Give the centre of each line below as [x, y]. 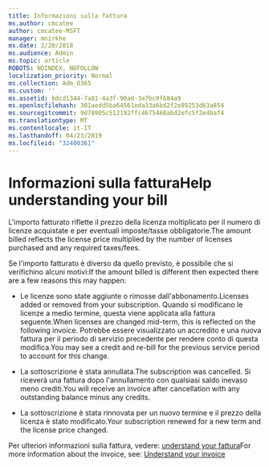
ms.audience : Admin [41, 53]
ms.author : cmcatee [41, 23]
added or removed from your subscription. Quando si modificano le [131, 305]
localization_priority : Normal [61, 76]
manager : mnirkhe [37, 38]
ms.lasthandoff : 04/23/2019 [55, 135]
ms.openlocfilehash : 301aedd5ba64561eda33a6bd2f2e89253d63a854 [116, 105]
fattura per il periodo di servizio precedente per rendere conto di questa [139, 339]
